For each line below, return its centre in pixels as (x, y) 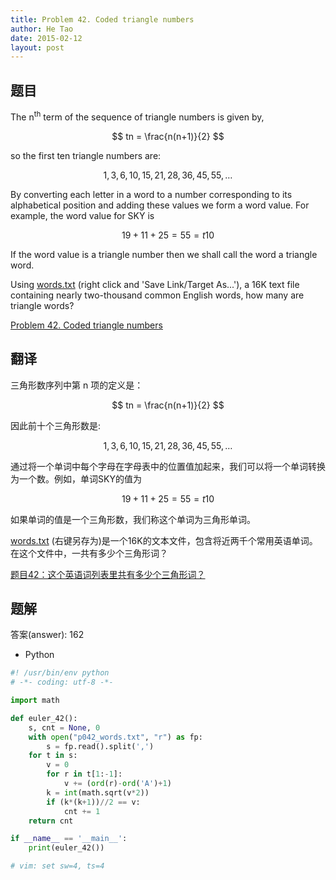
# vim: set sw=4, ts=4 (57, 866)
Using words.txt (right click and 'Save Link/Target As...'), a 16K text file (155, 284)
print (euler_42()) (66, 848)
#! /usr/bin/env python (60, 673)
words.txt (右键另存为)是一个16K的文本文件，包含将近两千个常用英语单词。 (164, 540)
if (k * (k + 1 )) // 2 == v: (93, 802)
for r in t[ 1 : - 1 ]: (84, 774)
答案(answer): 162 (47, 635)
